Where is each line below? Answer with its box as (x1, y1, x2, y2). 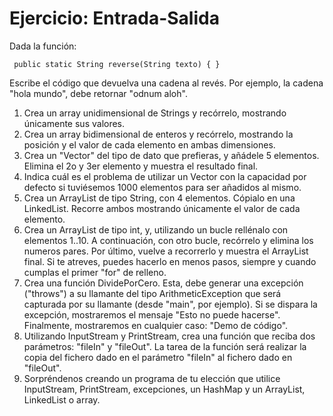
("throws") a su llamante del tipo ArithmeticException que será (23, 287, 282, 299)
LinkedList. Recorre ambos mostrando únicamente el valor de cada (23, 202, 301, 214)
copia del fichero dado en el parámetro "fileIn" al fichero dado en (23, 351, 293, 363)
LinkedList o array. (23, 393, 101, 406)
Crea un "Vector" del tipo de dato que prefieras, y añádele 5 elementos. (23, 149, 320, 161)
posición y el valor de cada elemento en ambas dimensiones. (23, 138, 276, 151)
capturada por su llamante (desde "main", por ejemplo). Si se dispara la (23, 298, 318, 310)
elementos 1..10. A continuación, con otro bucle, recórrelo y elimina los (23, 234, 314, 246)
